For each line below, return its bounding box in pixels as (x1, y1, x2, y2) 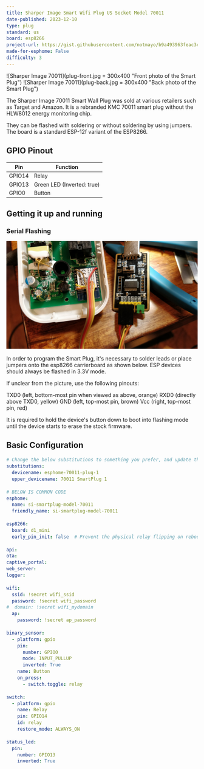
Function (55, 164, 79, 171)
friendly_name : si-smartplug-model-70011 (12, 508, 118, 514)
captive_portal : (6, 559, 47, 565)
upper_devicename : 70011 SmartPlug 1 (12, 476, 107, 482)
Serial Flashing (6, 227, 52, 235)
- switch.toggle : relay (22, 681, 83, 687)
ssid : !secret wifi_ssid (12, 591, 75, 598)
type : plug (6, 22, 34, 29)
